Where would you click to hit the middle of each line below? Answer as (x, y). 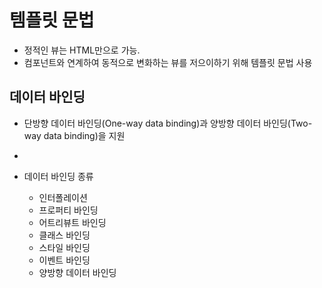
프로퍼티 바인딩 (68, 210)
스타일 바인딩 (64, 247)
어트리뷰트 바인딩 (72, 222)
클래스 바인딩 (64, 235)
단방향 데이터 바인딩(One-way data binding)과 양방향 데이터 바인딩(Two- (168, 123)
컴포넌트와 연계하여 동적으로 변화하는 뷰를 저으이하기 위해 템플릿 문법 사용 (168, 62)
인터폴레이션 (63, 197)
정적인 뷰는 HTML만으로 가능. (82, 50)
